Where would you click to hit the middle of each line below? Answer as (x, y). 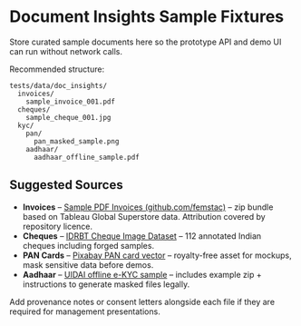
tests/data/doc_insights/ (58, 85)
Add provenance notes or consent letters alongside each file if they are (142, 301)
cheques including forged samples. (88, 245)
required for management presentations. (85, 311)
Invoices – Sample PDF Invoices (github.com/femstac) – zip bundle (148, 207)
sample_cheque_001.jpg (68, 117)
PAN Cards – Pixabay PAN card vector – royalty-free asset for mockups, (157, 255)
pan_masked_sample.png (76, 141)
